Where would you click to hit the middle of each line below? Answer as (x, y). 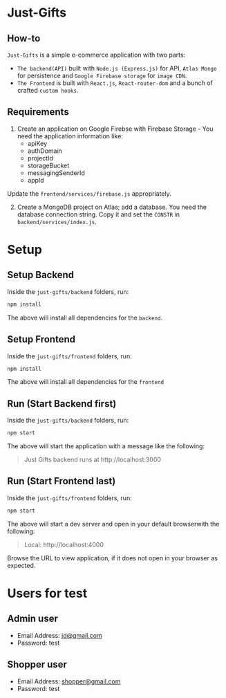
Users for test (47, 593)
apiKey (37, 143)
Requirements (38, 112)
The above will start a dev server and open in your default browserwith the (113, 524)
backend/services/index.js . (57, 221)
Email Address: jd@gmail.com (59, 635)
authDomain (45, 151)
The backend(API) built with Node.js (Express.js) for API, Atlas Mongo (117, 68)
